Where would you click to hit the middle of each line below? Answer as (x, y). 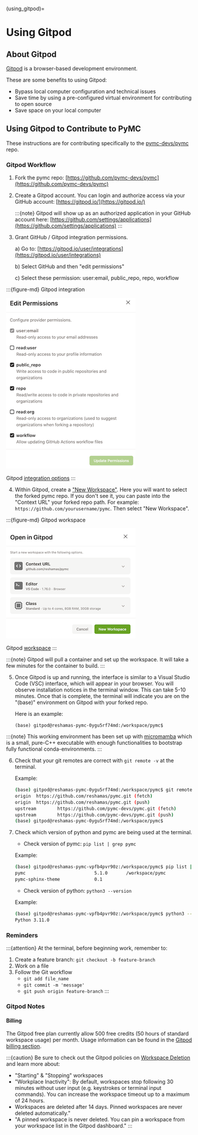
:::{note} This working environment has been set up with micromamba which (99, 737)
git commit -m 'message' (54, 985)
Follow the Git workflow (43, 972)
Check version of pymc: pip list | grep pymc (80, 844)
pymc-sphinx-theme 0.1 (59, 880)
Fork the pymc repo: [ (41, 178)
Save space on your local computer (58, 110)
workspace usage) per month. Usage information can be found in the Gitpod (99, 1040)
